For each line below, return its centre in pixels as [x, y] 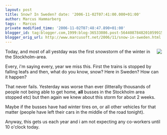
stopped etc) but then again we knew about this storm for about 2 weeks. [80, 97]
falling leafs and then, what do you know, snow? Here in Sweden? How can [82, 71]
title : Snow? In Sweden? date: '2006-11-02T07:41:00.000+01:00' [73, 14]
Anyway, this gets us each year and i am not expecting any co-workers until [83, 122]
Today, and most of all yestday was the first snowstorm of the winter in [78, 51]
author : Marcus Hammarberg [33, 19]
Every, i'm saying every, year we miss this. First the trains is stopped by [78, 66]
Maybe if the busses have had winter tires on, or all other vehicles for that [81, 107]
